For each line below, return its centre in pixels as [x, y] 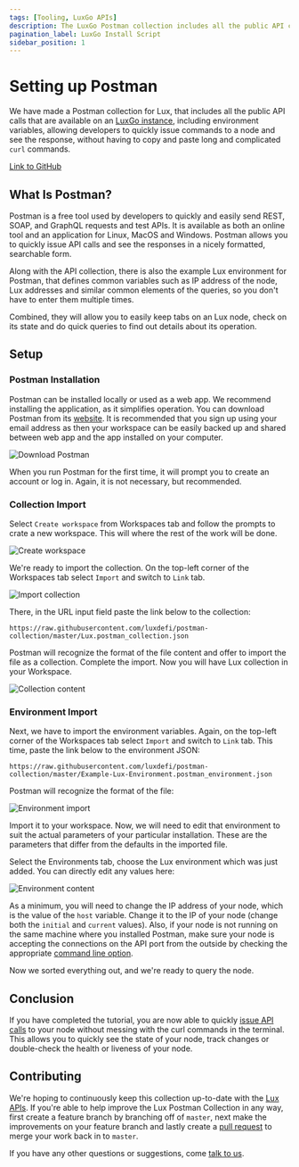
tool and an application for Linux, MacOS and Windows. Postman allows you [149, 235]
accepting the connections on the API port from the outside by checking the [148, 944]
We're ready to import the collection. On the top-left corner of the [129, 567]
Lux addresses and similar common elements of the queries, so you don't [144, 290]
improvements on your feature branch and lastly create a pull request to [141, 1126]
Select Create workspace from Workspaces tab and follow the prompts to [142, 524]
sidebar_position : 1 [48, 42]
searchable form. [40, 254]
